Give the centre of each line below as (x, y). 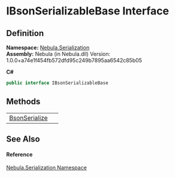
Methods (23, 102)
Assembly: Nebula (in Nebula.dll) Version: (58, 54)
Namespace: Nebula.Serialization (48, 47)
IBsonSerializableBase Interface (88, 11)
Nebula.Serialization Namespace (46, 168)
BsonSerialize (28, 118)
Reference (19, 154)
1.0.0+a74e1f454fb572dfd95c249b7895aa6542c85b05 (74, 60)
